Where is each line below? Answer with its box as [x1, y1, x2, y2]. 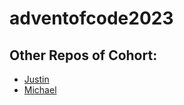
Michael [23, 84, 57, 96]
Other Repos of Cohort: [9, 47, 158, 64]
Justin [23, 73, 50, 85]
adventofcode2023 [9, 7, 174, 30]
